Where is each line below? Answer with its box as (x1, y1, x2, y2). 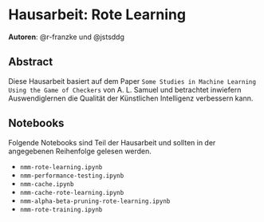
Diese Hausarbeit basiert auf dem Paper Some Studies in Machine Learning (8, 76, 257, 85)
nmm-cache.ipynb (19, 180, 74, 188)
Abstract (8, 55, 53, 69)
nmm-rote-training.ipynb (19, 205, 103, 213)
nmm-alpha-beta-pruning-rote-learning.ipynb (19, 197, 171, 205)
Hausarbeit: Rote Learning (8, 6, 186, 24)
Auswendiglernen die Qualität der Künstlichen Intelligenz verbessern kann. (8, 93, 254, 103)
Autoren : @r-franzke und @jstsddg (8, 32, 125, 42)
